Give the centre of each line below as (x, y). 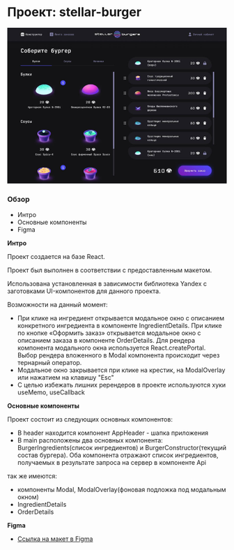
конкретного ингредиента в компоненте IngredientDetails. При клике (119, 325)
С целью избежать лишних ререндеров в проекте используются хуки (122, 385)
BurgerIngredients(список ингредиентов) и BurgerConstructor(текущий (122, 447)
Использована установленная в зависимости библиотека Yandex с (107, 283)
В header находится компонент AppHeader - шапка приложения (113, 433)
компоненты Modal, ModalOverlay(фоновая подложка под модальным (122, 489)
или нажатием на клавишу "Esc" (66, 377)
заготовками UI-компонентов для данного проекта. (84, 291)
